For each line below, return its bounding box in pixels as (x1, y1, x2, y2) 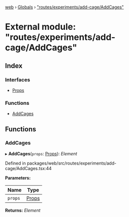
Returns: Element (5, 207, 41, 213)
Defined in (5, 160, 26, 166)
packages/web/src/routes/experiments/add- (26, 160, 116, 166)
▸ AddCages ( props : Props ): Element (5, 150, 77, 156)
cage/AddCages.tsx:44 (5, 165, 52, 171)
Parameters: (5, 175, 31, 181)
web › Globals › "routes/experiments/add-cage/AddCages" (5, 4, 124, 10)
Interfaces (5, 76, 30, 83)
